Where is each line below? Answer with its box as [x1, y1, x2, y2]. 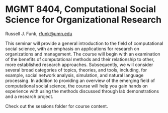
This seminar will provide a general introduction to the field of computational [5, 40, 163, 46]
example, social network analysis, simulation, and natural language [5, 72, 144, 78]
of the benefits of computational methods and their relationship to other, [5, 56, 155, 62]
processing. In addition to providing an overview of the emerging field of [5, 77, 155, 83]
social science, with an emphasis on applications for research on [5, 45, 140, 51]
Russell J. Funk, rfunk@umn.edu [5, 30, 72, 36]
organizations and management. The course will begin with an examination [5, 51, 160, 57]
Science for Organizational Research [5, 14, 162, 25]
